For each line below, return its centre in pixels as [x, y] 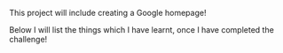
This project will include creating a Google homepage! [108, 13]
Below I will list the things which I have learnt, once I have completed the [142, 30]
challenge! [28, 39]
